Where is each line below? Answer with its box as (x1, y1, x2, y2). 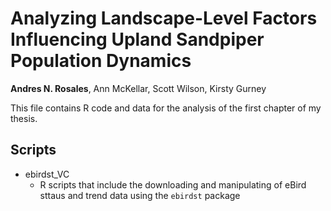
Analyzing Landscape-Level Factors (10, 7, 318, 30)
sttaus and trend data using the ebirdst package (39, 189, 241, 201)
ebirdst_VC (24, 168, 70, 180)
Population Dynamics (10, 50, 192, 72)
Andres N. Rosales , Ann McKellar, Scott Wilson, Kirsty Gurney (10, 82, 267, 94)
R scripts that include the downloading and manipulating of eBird (39, 178, 307, 191)
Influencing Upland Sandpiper (10, 28, 265, 51)
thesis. (10, 112, 38, 124)
